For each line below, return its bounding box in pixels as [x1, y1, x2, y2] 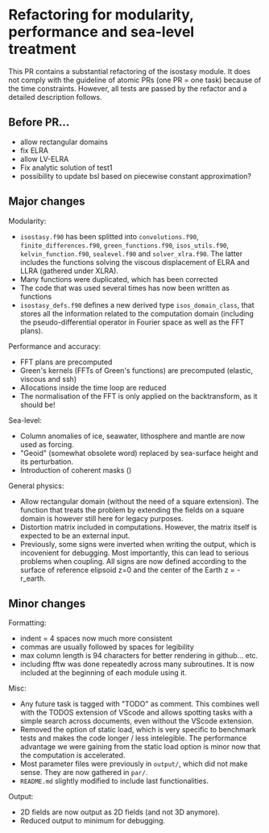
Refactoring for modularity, [8, 6, 194, 24]
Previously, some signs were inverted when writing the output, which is [19, 539, 256, 549]
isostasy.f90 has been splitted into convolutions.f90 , [19, 231, 199, 241]
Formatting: [8, 618, 47, 628]
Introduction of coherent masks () [19, 465, 132, 475]
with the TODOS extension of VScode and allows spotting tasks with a [19, 707, 254, 718]
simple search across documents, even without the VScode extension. [19, 716, 254, 726]
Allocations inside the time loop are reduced [19, 383, 167, 392]
